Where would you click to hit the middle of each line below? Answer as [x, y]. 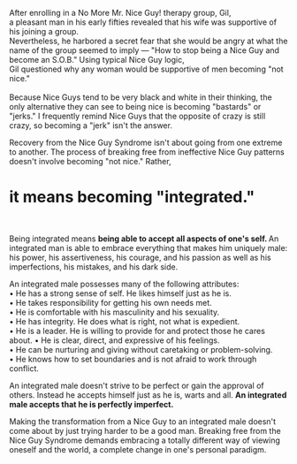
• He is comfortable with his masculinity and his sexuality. [114, 312]
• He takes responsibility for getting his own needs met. [110, 302]
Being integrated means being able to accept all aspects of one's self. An [144, 239]
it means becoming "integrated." [132, 197]
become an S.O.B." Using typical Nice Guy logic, [97, 60]
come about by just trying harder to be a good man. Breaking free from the [145, 430]
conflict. [24, 368]
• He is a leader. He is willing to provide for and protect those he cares [137, 331]
